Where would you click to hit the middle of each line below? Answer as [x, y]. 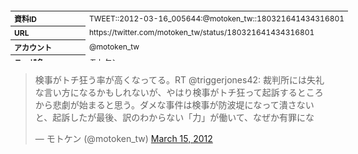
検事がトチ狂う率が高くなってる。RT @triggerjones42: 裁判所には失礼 [179, 80]
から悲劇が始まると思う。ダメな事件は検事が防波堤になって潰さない [174, 105]
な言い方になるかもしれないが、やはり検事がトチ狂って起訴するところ [179, 92]
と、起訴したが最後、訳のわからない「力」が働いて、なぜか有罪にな [174, 117]
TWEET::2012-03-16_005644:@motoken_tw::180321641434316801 [217, 18]
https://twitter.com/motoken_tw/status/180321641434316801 [202, 32]
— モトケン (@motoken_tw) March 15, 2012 [123, 138]
